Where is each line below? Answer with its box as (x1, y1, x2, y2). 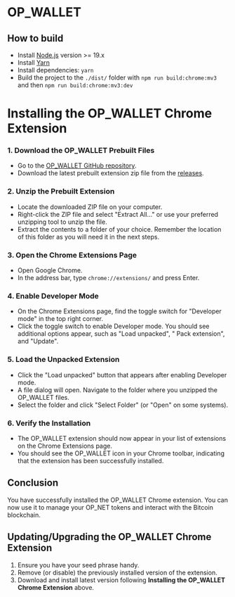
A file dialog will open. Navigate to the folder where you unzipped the (17, 385, 217, 394)
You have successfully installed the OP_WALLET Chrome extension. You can (7, 496, 228, 504)
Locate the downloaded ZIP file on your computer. (17, 202, 163, 211)
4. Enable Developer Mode (7, 291, 100, 301)
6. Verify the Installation (7, 418, 91, 428)
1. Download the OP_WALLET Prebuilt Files (7, 146, 155, 156)
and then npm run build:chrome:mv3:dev (17, 81, 133, 89)
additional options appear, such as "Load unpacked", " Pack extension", (17, 329, 225, 338)
